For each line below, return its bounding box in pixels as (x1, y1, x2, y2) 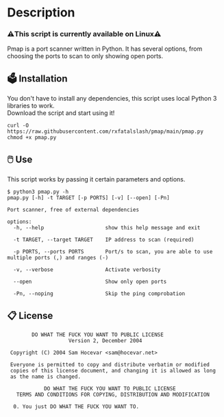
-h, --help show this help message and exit (13, 225, 201, 231)
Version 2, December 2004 (68, 337, 142, 344)
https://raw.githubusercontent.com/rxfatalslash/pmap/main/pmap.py (7, 128, 204, 135)
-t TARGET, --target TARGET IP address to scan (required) (13, 236, 195, 244)
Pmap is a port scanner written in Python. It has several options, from (7, 45, 203, 53)
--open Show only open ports (13, 279, 167, 286)
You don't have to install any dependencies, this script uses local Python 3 (7, 94, 217, 103)
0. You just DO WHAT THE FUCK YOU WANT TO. (13, 403, 139, 410)
